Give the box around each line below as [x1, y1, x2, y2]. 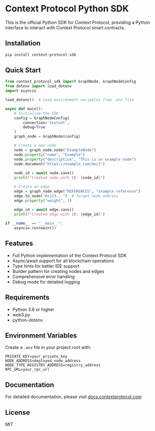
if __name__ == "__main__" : [5, 221, 63, 226]
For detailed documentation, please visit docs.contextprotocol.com [5, 394, 142, 400]
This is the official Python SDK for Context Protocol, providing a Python [5, 19, 150, 25]
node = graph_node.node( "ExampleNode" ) [14, 147, 97, 152]
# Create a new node [14, 143, 56, 148]
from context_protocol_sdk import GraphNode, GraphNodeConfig [5, 79, 136, 84]
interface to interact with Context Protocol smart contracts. [5, 24, 125, 30]
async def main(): [5, 106, 43, 111]
